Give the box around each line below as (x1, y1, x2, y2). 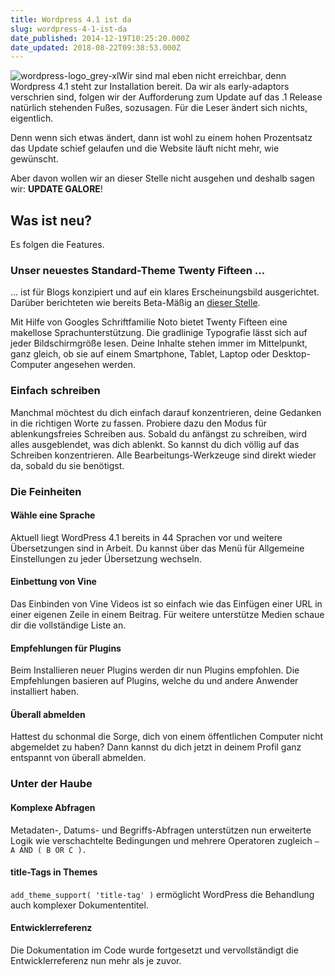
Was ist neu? (10, 212, 93, 229)
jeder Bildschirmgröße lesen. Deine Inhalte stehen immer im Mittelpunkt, (10, 337, 308, 350)
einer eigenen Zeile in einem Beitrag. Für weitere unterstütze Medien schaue (10, 608, 325, 620)
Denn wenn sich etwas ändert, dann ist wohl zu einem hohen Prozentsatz (10, 132, 313, 144)
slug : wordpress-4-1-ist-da (10, 24, 128, 34)
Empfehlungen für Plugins (10, 642, 122, 654)
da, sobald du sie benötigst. (10, 459, 125, 471)
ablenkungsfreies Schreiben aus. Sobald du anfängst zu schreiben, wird (10, 427, 308, 440)
